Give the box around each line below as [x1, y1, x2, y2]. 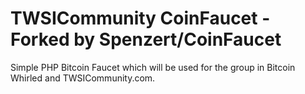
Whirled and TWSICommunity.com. [10, 72, 156, 84]
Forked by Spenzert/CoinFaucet [10, 28, 282, 51]
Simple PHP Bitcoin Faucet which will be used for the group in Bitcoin [10, 61, 296, 73]
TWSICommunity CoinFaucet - [10, 7, 271, 30]
